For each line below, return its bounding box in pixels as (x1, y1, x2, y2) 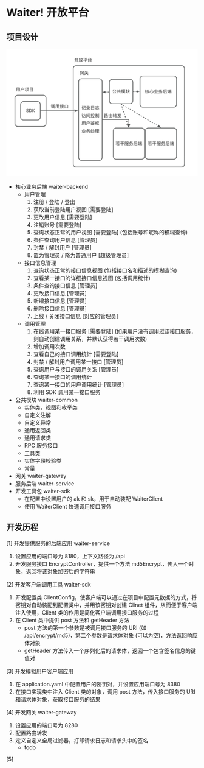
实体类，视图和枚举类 (24, 403, 78, 411)
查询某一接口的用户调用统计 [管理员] (33, 381, 124, 388)
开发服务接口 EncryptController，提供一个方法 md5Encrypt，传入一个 (15, 560, 189, 567)
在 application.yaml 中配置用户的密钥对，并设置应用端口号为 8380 (15, 680, 181, 688)
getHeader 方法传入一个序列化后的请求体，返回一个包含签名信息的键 (24, 647, 196, 654)
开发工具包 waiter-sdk (15, 487, 70, 495)
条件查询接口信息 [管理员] (33, 281, 98, 289)
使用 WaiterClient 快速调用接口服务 (24, 502, 111, 510)
